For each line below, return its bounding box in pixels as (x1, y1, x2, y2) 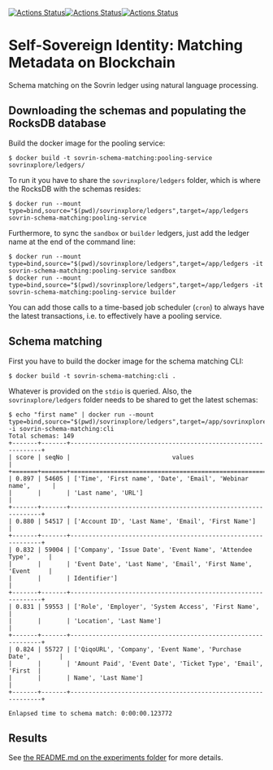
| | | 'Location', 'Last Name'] (8, 616, 162, 625)
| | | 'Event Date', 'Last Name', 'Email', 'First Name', (8, 559, 253, 568)
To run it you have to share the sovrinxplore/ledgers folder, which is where (8, 175, 262, 185)
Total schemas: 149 (8, 432, 75, 440)
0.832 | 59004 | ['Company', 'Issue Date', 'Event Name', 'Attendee (15, 546, 253, 554)
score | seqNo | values (15, 453, 195, 461)
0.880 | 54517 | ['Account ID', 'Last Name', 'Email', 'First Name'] (15, 517, 256, 525)
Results (8, 731, 48, 745)
